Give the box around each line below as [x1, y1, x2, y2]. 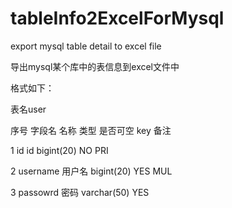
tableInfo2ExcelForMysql [10, 7, 225, 30]
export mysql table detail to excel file [10, 40, 162, 52]
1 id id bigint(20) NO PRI [10, 144, 109, 156]
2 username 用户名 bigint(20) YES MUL [10, 165, 173, 177]
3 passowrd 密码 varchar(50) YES [10, 186, 150, 198]
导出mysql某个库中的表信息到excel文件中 [10, 60, 180, 72]
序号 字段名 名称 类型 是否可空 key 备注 [10, 124, 172, 136]
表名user [10, 103, 47, 115]
